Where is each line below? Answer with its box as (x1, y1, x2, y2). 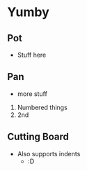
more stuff (17, 89, 47, 98)
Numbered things (17, 103, 68, 111)
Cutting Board (7, 131, 70, 143)
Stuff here (17, 50, 47, 59)
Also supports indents (17, 149, 81, 158)
